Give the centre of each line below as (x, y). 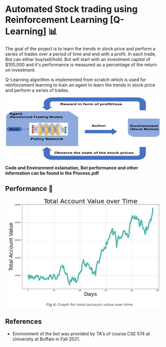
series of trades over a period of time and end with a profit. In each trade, (81, 54)
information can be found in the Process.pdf (52, 173)
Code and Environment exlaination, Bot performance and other (72, 167)
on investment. (20, 70)
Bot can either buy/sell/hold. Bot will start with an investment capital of (78, 59)
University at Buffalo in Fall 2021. (46, 339)
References (23, 322)
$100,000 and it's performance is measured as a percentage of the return (81, 64)
